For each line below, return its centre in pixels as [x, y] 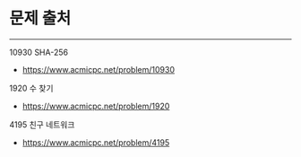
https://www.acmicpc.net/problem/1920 [96, 106]
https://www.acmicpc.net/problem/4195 [96, 142]
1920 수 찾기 [31, 88]
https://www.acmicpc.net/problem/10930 [98, 69]
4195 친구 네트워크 [42, 124]
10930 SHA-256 [39, 52]
